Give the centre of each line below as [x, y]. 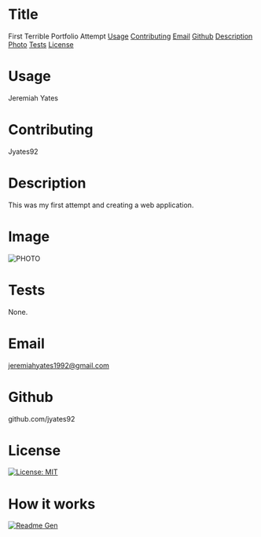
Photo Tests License [41, 44]
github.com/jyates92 [42, 418]
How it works [52, 504]
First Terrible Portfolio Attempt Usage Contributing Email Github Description [130, 36]
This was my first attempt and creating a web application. [101, 205]
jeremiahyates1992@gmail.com [59, 365]
